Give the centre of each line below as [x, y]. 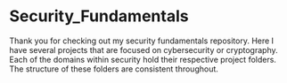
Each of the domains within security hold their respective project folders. [143, 59]
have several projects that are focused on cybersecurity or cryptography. [143, 49]
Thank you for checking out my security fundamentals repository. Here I [142, 41]
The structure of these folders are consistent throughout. [114, 69]
